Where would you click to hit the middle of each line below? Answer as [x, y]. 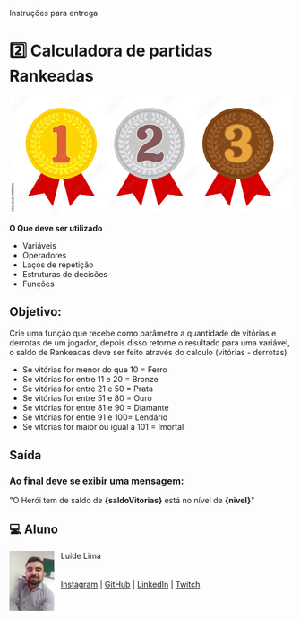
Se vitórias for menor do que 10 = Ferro [94, 370]
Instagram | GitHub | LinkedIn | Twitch [130, 584]
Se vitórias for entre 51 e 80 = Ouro [87, 398]
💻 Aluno [34, 530]
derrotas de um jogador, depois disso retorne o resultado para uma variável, [150, 343]
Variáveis [39, 245]
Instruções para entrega [54, 13]
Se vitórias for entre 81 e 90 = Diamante [95, 408]
